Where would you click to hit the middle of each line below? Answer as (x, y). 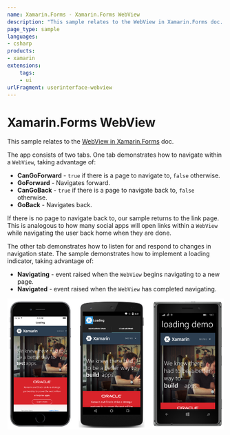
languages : (23, 37)
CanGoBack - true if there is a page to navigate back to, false (106, 191)
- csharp (20, 44)
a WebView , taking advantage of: (52, 162)
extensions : (24, 66)
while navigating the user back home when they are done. (90, 233)
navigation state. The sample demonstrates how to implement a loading (108, 254)
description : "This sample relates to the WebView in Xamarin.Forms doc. (115, 22)
